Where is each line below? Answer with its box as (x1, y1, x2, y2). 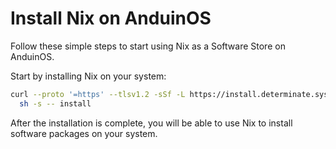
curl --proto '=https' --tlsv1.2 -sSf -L (10, 89, 186, 99)
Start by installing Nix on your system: (10, 70, 167, 82)
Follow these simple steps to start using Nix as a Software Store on (10, 40, 286, 52)
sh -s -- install (19, 98, 92, 109)
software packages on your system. (10, 127, 158, 139)
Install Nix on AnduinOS (10, 7, 212, 30)
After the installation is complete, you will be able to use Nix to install (10, 117, 293, 129)
